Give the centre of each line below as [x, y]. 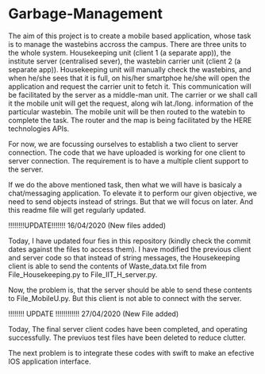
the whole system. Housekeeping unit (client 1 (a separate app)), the [120, 52]
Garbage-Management [86, 14]
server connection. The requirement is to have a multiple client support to [128, 160]
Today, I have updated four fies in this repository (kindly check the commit [130, 241]
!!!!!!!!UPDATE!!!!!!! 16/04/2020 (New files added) [87, 225]
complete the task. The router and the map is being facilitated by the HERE [130, 120]
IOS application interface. [50, 361]
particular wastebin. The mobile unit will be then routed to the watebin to [127, 111]
